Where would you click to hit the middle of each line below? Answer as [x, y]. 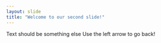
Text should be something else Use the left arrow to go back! [81, 34]
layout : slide [24, 11]
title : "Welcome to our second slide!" [56, 17]
